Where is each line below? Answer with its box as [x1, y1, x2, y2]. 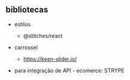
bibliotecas [5, 5, 49, 15]
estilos [14, 20, 31, 27]
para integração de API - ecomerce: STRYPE [14, 67, 125, 74]
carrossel [14, 44, 38, 51]
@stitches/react [23, 32, 63, 39]
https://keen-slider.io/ [23, 55, 77, 62]
